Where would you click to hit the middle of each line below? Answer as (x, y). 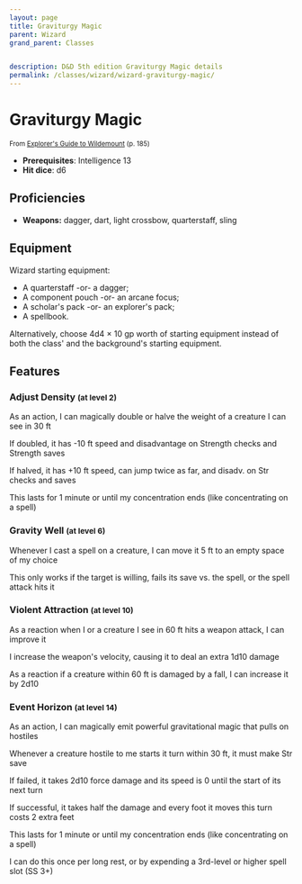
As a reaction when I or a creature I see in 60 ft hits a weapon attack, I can (147, 629)
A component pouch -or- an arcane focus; (101, 297)
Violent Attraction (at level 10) (71, 610)
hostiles (24, 736)
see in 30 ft (30, 426)
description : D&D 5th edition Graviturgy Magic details (116, 67)
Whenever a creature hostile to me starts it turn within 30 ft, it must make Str (151, 753)
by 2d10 (24, 683)
